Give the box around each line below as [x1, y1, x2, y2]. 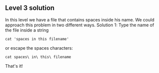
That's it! [5, 63, 23, 69]
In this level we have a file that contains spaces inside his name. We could [5, 17, 155, 22]
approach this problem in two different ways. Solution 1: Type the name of [5, 22, 155, 28]
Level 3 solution [5, 4, 55, 12]
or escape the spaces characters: [5, 45, 73, 51]
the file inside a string [5, 27, 49, 33]
